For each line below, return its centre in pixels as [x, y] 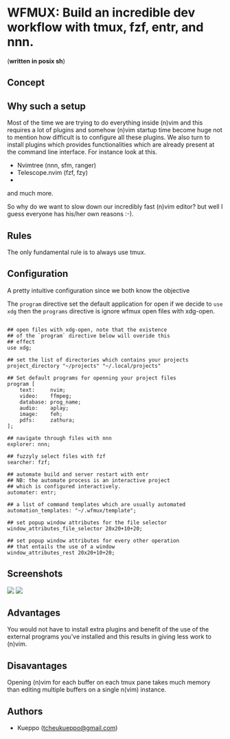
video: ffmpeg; [46, 396]
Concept [26, 83]
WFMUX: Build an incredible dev [101, 13]
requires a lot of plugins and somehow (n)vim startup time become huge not [115, 130]
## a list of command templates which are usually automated [96, 504]
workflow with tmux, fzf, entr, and [105, 27]
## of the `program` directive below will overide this [89, 335]
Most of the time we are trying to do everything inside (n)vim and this [105, 123]
